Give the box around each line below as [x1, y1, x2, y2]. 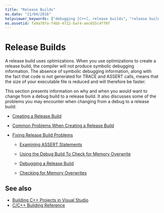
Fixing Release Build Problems [12, 132, 73, 138]
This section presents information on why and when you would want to [5, 88, 148, 94]
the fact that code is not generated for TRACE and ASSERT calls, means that [5, 74, 159, 80]
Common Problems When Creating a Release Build [12, 123, 114, 128]
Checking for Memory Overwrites [19, 170, 87, 176]
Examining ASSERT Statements [19, 142, 82, 148]
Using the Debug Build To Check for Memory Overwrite [19, 151, 131, 157]
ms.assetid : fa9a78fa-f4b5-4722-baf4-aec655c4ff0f [5, 21, 110, 26]
